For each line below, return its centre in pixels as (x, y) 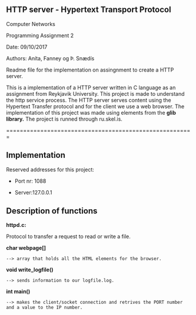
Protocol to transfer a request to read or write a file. (68, 236)
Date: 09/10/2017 (27, 47)
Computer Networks (31, 24)
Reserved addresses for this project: (50, 169)
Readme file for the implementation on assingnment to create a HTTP (90, 70)
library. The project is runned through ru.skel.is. (64, 119)
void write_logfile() (30, 270)
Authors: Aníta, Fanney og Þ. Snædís (50, 58)
